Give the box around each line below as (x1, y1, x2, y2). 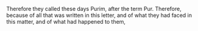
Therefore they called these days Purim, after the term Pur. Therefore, (6, 5, 182, 12)
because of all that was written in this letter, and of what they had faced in (6, 12, 193, 19)
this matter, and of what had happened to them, (6, 18, 126, 25)
